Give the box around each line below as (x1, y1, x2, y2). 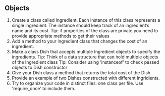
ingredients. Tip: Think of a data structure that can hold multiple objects (11, 54, 159, 60)
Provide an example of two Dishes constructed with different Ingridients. (11, 75, 160, 81)
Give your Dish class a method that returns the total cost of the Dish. (11, 69, 152, 76)
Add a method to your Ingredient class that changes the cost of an (11, 38, 148, 44)
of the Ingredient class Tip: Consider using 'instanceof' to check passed (11, 59, 160, 65)
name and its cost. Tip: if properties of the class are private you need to (11, 27, 158, 34)
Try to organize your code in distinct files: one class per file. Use (11, 80, 144, 86)
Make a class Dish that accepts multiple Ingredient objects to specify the (11, 48, 161, 54)
